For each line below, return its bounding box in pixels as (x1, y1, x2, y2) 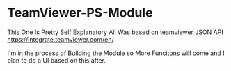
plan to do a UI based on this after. (7, 56, 106, 64)
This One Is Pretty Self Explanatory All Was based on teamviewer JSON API (7, 28, 224, 36)
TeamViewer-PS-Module (7, 5, 153, 21)
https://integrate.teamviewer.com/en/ (7, 35, 114, 43)
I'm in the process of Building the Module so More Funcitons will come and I (7, 49, 225, 57)
